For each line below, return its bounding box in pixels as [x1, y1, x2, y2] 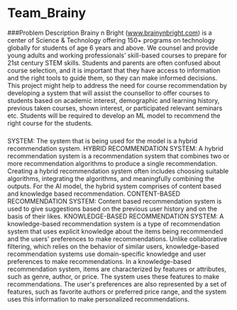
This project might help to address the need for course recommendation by [7, 81, 227, 89]
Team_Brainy [7, 5, 87, 21]
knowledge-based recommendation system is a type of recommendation [7, 219, 221, 228]
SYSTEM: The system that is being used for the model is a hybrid [7, 136, 198, 145]
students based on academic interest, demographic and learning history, [7, 96, 220, 104]
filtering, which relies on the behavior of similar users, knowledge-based [7, 242, 219, 250]
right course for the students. [7, 118, 94, 127]
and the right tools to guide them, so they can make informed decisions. [7, 73, 218, 82]
